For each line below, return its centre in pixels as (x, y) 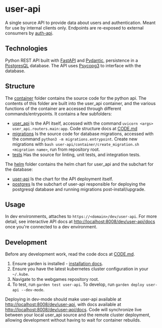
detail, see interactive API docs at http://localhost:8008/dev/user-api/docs (80, 221)
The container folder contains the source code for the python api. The (76, 98)
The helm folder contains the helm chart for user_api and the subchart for (79, 164)
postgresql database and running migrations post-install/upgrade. (79, 189)
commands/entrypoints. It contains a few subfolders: (58, 113)
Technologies (27, 48)
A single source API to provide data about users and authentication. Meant (80, 23)
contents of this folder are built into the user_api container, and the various (81, 103)
